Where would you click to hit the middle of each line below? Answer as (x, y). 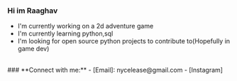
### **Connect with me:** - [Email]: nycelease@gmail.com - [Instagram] (115, 70)
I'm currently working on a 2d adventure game (86, 26)
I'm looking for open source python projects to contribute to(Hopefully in (124, 41)
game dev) (33, 49)
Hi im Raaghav (33, 11)
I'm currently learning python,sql (65, 33)
